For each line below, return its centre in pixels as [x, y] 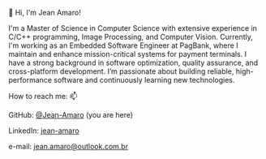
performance [30, 80]
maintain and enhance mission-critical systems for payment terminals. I [128, 54]
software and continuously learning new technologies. [144, 80]
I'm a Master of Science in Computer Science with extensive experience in [133, 28]
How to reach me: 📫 [43, 96]
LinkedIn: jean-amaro [44, 131]
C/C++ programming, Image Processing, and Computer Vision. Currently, [131, 37]
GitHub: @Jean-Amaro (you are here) [71, 115]
